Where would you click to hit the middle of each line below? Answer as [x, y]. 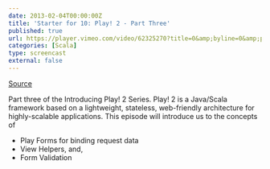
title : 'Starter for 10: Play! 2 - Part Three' [90, 23]
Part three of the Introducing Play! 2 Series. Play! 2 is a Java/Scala [118, 99]
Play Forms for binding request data [79, 140]
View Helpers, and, [51, 149]
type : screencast [37, 53]
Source [20, 83]
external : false [35, 61]
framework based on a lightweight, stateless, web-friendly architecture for [131, 107]
